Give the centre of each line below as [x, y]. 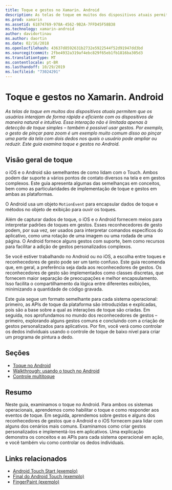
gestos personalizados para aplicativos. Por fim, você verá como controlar [84, 326]
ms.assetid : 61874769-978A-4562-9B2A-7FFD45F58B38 [60, 24]
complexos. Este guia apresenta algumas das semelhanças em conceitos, [83, 183]
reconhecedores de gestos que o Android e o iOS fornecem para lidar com [84, 421]
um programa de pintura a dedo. [39, 337]
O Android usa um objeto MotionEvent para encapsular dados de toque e [82, 204]
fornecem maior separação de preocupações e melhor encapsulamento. [82, 278]
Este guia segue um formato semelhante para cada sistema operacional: [81, 299]
